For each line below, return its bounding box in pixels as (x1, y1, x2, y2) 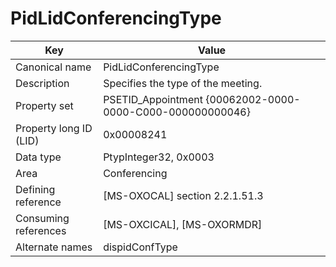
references (15, 223, 67, 237)
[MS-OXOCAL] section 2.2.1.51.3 (103, 188, 264, 202)
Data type (15, 150, 62, 164)
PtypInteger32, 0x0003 (103, 150, 215, 164)
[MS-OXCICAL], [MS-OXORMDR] (103, 217, 263, 231)
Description (15, 76, 70, 90)
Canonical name (15, 60, 92, 74)
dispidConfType (103, 240, 178, 254)
